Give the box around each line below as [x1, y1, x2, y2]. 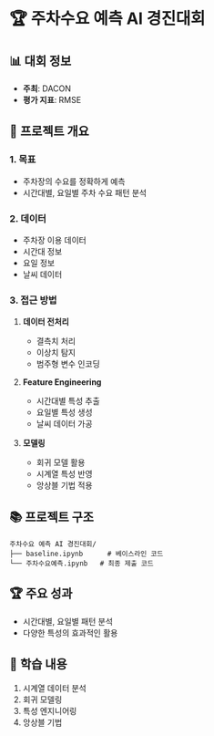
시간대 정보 [22, 245, 63, 256]
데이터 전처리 [22, 316, 70, 327]
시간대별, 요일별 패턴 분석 [22, 616, 114, 627]
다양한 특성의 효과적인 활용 [22, 627, 118, 638]
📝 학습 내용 [9, 657, 68, 672]
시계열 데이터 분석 [22, 682, 87, 693]
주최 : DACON [22, 83, 71, 94]
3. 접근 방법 [9, 294, 57, 306]
